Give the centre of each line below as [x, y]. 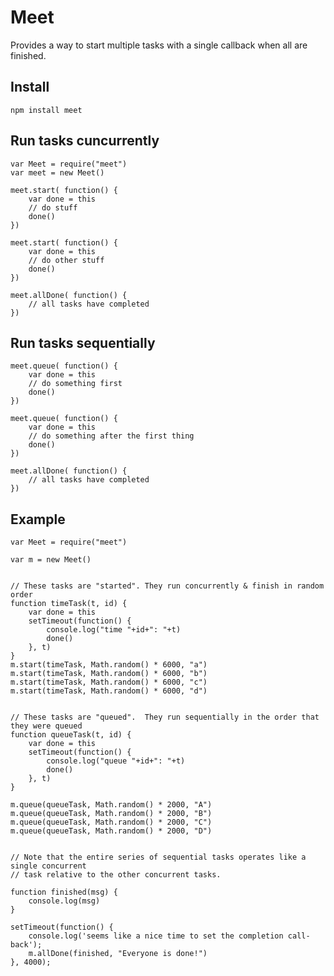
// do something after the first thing [111, 436]
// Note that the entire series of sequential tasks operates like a [158, 857]
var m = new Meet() [51, 560]
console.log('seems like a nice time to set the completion [156, 936]
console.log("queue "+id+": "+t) [116, 761]
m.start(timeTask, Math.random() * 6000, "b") [109, 674]
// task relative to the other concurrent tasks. [116, 875]
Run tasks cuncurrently [85, 141]
